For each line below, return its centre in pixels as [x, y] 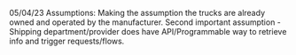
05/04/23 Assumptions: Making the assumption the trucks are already [137, 13]
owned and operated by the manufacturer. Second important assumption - [145, 22]
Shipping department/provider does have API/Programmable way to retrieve [148, 31]
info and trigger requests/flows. [67, 41]
